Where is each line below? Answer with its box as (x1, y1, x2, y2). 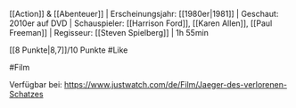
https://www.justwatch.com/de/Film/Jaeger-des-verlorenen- (63, 79, 288, 89)
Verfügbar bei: (9, 79, 62, 89)
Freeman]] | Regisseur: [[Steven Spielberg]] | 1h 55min (9, 28, 210, 37)
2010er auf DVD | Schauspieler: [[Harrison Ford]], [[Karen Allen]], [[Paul (9, 18, 273, 29)
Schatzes (9, 89, 44, 99)
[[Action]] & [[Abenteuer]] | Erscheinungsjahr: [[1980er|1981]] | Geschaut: (9, 9, 279, 19)
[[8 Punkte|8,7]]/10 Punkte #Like (9, 45, 128, 55)
